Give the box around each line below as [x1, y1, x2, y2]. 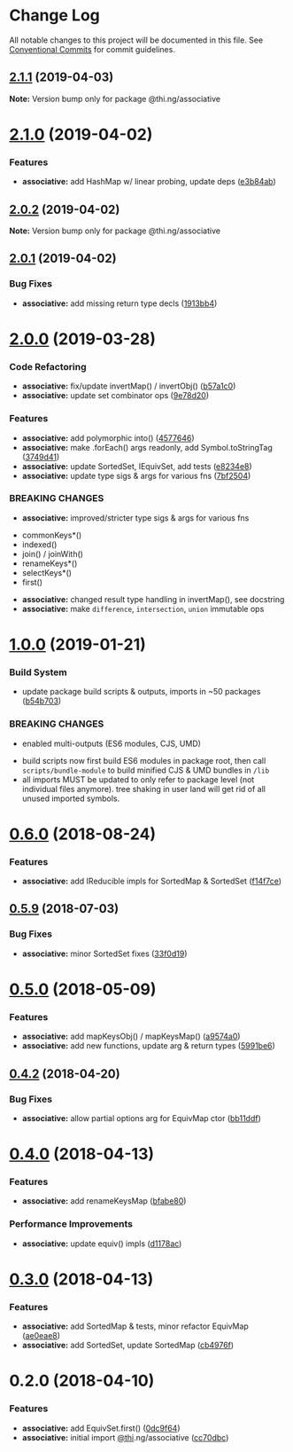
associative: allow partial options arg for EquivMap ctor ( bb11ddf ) [21, 1112, 261, 1123]
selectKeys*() [21, 567, 73, 577]
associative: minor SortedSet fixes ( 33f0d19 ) [21, 948, 188, 959]
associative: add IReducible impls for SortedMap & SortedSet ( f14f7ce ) [21, 875, 281, 887]
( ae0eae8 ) [21, 1330, 60, 1341]
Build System [9, 666, 68, 679]
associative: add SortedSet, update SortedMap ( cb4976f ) [21, 1340, 235, 1351]
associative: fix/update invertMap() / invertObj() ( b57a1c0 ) [21, 381, 236, 391]
